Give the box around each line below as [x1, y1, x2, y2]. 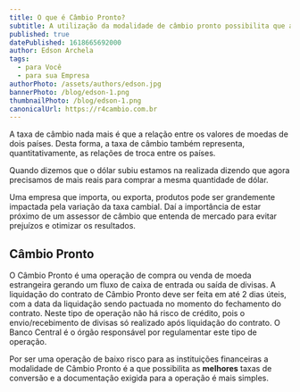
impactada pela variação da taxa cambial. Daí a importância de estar [9, 202, 262, 213]
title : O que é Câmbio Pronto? [9, 13, 126, 22]
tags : [9, 54, 29, 63]
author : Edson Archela [9, 46, 94, 55]
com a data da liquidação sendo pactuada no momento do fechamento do [9, 298, 281, 309]
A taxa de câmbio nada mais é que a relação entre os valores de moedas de [9, 129, 288, 139]
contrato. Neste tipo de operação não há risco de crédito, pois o [9, 308, 246, 319]
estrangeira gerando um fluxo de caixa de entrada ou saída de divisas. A [9, 279, 277, 290]
